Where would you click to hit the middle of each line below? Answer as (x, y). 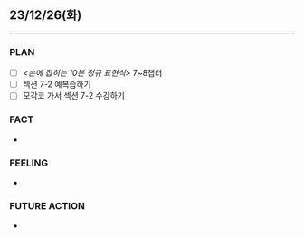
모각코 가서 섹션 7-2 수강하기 (73, 96)
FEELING (29, 163)
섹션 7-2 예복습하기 (57, 84)
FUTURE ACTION (47, 205)
